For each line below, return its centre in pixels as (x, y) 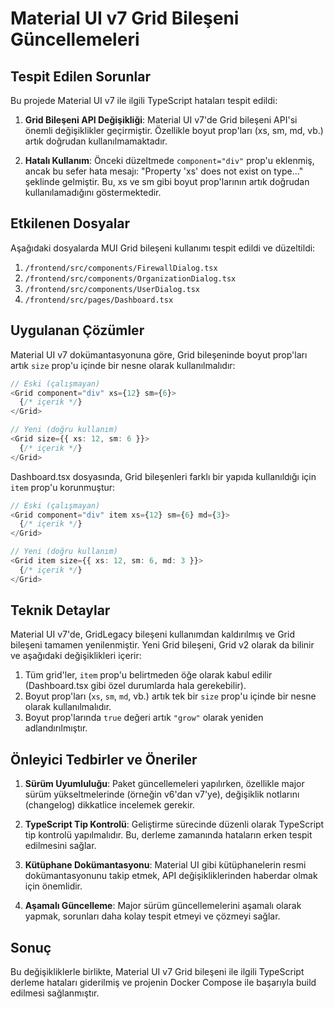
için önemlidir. (53, 886)
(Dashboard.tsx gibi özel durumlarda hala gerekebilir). (135, 686)
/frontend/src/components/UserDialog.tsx (112, 289)
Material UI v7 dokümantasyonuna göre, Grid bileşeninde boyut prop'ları (159, 354)
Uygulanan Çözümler (77, 330)
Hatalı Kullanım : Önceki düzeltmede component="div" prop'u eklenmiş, (169, 160)
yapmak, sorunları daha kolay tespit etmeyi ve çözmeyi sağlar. (152, 916)
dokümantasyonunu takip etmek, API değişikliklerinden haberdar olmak (171, 876)
